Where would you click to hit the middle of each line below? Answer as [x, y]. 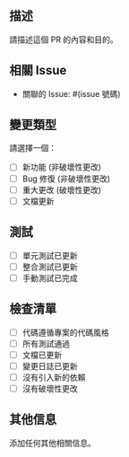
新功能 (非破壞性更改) [61, 167]
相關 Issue [38, 70]
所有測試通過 [46, 343]
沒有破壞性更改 [50, 388]
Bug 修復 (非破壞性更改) [66, 179]
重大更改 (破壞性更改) [61, 189]
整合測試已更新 [50, 267]
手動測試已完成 [50, 277]
